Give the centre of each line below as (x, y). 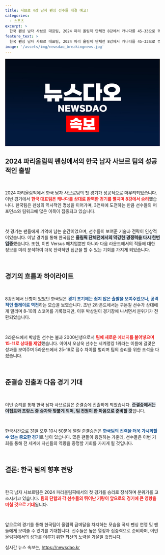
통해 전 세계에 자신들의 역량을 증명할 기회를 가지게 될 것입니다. (74, 443)
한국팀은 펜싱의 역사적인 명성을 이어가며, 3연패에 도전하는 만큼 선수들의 (84, 205)
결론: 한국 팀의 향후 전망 (39, 470)
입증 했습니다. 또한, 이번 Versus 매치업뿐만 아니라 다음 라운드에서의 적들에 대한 (80, 243)
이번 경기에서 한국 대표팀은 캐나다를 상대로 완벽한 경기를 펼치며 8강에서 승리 (77, 199)
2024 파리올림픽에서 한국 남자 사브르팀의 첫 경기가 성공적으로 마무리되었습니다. (81, 193)
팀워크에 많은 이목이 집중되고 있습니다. (59, 211)
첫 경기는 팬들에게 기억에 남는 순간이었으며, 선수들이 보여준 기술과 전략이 (74, 231)
